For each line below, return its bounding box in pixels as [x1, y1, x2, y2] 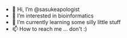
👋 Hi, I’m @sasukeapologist [11, 6, 80, 13]
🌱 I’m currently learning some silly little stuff [11, 19, 121, 25]
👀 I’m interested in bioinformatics [11, 12, 94, 19]
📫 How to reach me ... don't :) [11, 25, 87, 33]
